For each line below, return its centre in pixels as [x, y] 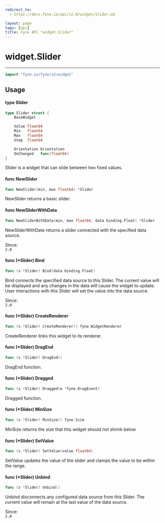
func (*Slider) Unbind [28, 477]
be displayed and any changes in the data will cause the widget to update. [80, 285]
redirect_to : [18, 10]
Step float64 [28, 140]
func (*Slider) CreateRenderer [37, 316]
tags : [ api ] [17, 28]
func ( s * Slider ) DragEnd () [34, 357]
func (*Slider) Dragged [29, 378]
